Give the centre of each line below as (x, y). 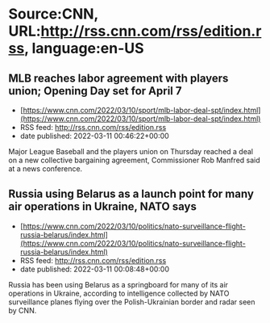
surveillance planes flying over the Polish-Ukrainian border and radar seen (132, 302)
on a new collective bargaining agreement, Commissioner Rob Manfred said (134, 160)
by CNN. (23, 310)
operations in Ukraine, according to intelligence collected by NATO (119, 293)
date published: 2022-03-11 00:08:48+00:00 (95, 269)
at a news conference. (46, 169)
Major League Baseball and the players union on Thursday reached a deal (131, 151)
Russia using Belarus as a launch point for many (131, 194)
